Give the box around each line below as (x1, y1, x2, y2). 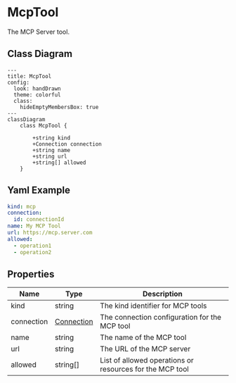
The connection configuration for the (100, 313, 222, 322)
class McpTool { (20, 122, 68, 129)
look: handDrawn (13, 85, 61, 92)
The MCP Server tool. (7, 27, 70, 36)
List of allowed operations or (100, 356, 195, 365)
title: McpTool (7, 73, 52, 80)
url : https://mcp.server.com (7, 230, 93, 237)
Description (143, 289, 183, 299)
